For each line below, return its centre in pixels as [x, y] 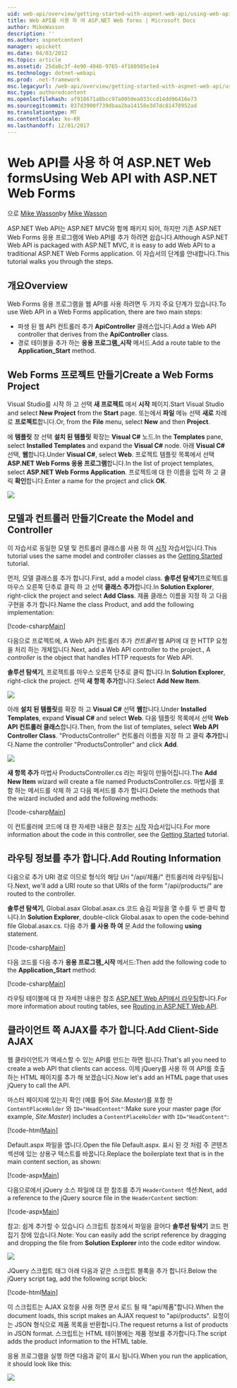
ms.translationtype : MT [42, 112]
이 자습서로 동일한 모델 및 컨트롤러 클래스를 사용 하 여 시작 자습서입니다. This [112, 547]
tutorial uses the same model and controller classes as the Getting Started [115, 556]
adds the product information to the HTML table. [78, 1341]
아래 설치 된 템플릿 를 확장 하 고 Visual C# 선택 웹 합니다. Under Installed [107, 709]
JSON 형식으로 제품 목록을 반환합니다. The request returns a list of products [121, 1324]
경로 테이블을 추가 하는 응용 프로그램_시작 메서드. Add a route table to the [119, 343]
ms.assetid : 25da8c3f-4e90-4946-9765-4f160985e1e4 [83, 66]
